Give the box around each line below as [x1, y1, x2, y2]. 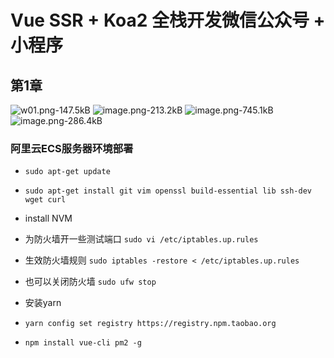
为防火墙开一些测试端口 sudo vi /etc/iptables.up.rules [24, 233, 259, 245]
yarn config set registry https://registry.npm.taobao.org [24, 319, 277, 329]
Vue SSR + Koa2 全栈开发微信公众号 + [10, 9, 326, 32]
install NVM [24, 212, 73, 225]
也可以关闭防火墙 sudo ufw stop [24, 276, 157, 288]
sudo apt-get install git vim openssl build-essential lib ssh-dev [24, 186, 312, 196]
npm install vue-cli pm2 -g [24, 338, 142, 348]
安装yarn [24, 297, 62, 309]
